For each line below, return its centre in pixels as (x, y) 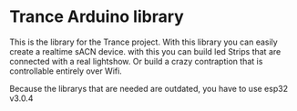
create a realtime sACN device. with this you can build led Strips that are (145, 51)
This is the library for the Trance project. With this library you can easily (143, 42)
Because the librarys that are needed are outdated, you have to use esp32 (149, 88)
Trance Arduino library (97, 17)
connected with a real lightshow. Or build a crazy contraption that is (136, 61)
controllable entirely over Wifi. (66, 71)
